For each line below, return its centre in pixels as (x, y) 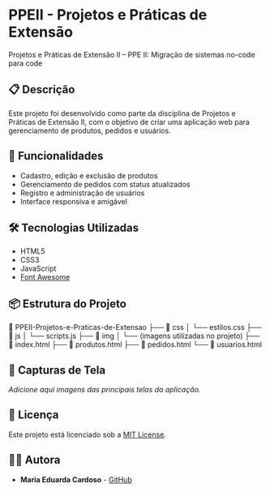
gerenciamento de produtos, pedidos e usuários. (90, 130)
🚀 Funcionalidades (56, 156)
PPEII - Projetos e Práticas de (108, 15)
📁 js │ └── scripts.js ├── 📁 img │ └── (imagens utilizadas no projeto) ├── (134, 336)
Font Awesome (45, 277)
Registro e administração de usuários (82, 193)
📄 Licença (34, 415)
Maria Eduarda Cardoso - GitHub (76, 479)
